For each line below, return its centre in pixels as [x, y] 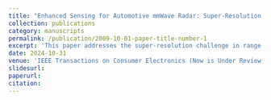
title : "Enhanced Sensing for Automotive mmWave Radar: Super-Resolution [135, 16]
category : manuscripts [46, 31]
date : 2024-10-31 [38, 53]
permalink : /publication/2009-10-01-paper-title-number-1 [108, 38]
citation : [25, 83]
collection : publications [52, 23]
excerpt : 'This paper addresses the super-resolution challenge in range [135, 46]
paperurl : [25, 76]
